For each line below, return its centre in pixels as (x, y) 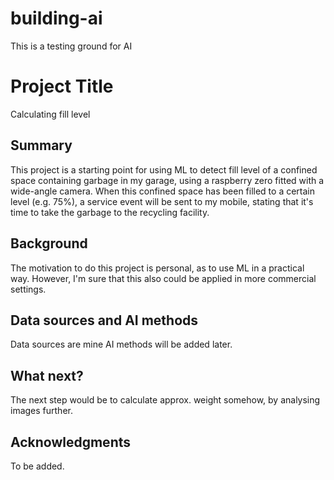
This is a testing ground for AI (71, 46)
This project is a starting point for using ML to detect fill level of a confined (164, 169)
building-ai (56, 18)
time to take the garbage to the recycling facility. (110, 212)
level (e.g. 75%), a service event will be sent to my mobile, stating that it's (162, 201)
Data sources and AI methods (104, 320)
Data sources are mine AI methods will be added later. (121, 344)
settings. (28, 289)
